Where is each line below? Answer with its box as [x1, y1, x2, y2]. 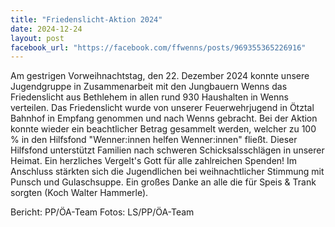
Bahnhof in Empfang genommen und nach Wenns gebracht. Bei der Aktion [10, 112, 318, 125]
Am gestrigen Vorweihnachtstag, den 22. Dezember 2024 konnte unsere [10, 70, 310, 82]
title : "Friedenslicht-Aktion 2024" [10, 14, 163, 25]
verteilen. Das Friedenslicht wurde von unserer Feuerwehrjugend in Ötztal [10, 102, 315, 114]
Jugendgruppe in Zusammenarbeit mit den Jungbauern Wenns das [10, 81, 288, 93]
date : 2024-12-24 [10, 24, 83, 34]
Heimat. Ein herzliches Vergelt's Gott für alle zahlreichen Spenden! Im [10, 155, 298, 167]
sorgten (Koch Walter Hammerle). [10, 187, 149, 199]
